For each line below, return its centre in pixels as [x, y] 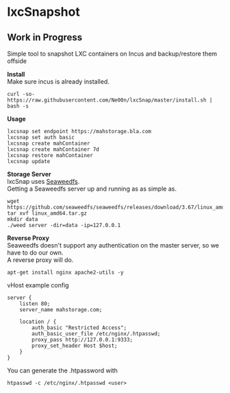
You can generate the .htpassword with [63, 370]
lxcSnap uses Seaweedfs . [43, 181]
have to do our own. [35, 252]
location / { [38, 322]
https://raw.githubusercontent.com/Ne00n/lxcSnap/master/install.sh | [110, 100]
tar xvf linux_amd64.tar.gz [47, 213]
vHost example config [38, 285]
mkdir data [23, 219]
